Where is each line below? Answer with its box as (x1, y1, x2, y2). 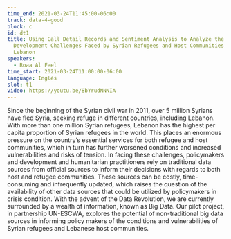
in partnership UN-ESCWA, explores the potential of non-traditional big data (7, 209, 223, 218)
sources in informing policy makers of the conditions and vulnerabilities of (7, 217, 219, 225)
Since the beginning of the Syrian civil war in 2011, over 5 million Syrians (7, 107, 213, 115)
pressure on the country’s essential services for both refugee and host (7, 136, 208, 144)
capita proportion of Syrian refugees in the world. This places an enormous (7, 129, 222, 137)
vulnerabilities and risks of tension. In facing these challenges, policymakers (7, 150, 225, 159)
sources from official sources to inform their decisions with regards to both (7, 166, 221, 174)
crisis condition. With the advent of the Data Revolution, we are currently (7, 195, 214, 203)
